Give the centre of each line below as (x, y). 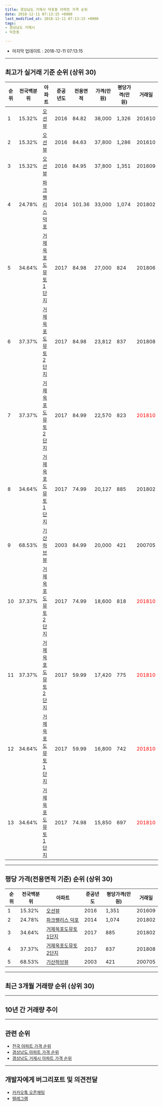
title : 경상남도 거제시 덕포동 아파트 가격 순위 (46, 10)
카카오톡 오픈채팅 (28, 1092)
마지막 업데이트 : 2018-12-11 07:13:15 (48, 51)
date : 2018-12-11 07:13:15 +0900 (39, 14)
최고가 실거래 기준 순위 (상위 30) (51, 72)
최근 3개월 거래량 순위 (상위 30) (50, 986)
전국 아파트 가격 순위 (32, 1046)
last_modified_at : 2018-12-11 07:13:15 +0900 (52, 19)
